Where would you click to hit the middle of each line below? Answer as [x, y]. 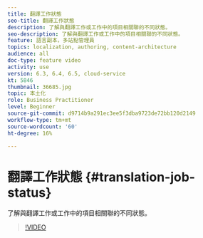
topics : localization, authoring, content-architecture [92, 47]
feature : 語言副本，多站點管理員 [51, 41]
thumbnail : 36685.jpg [40, 87]
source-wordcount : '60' [43, 126]
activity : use [28, 67]
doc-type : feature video [44, 61]
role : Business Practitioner [51, 100]
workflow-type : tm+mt [40, 120]
